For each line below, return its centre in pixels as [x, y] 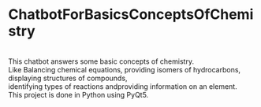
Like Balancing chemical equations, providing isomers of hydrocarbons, [125, 69]
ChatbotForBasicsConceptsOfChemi [131, 15]
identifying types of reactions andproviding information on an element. [123, 86]
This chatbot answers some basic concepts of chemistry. [101, 61]
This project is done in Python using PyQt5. [78, 94]
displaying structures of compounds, [68, 78]
